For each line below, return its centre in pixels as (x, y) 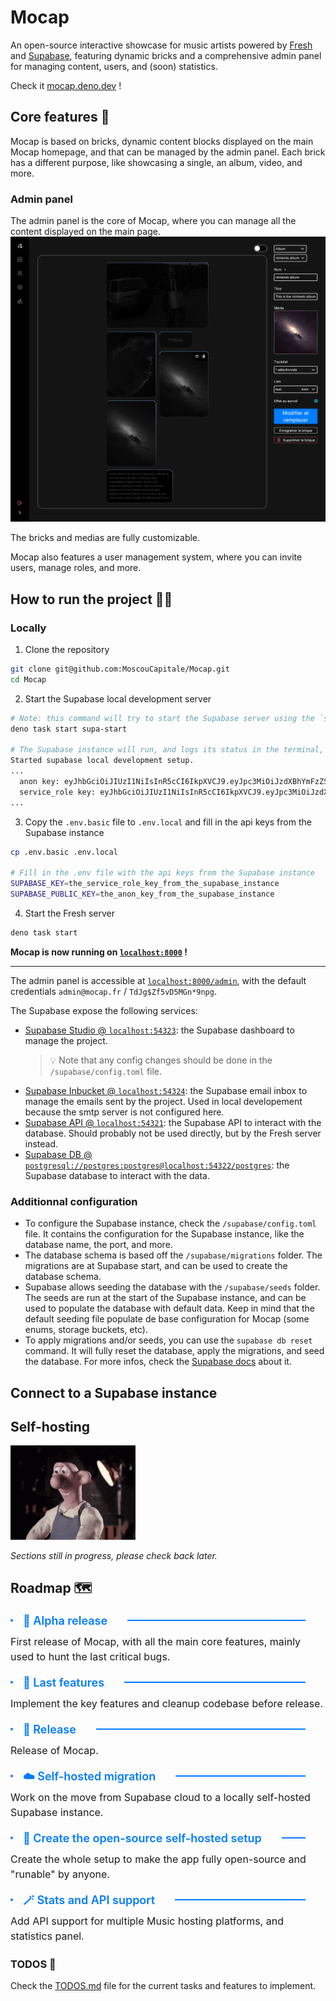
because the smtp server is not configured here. (124, 1112)
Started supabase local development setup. (102, 761)
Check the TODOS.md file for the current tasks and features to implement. (163, 1986)
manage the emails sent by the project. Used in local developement (163, 1101)
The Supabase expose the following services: (104, 1010)
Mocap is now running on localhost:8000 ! (99, 952)
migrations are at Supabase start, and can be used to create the (156, 1266)
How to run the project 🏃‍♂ (91, 599)
